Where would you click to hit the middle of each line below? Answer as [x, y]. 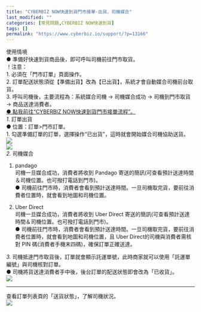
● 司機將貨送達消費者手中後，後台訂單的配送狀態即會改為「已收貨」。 [92, 272]
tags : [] [17, 28]
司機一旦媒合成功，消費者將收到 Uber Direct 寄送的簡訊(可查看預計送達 [102, 214]
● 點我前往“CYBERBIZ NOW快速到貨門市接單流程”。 [71, 112]
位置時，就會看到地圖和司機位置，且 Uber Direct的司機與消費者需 [106, 237]
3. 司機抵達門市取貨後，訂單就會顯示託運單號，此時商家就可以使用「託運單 [98, 257]
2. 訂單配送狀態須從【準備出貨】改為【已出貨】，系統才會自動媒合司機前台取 [100, 82]
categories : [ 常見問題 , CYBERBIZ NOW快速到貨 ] [60, 23]
